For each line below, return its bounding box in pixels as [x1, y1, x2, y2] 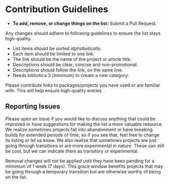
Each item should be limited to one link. [12, 51, 95, 57]
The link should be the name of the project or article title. [12, 56, 132, 62]
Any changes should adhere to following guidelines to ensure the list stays [5, 30, 161, 36]
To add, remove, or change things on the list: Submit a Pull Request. [12, 20, 157, 26]
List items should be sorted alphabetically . [12, 45, 102, 51]
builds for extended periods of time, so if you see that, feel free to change [5, 132, 160, 138]
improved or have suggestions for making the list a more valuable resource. [5, 121, 163, 127]
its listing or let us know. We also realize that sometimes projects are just [5, 137, 157, 143]
